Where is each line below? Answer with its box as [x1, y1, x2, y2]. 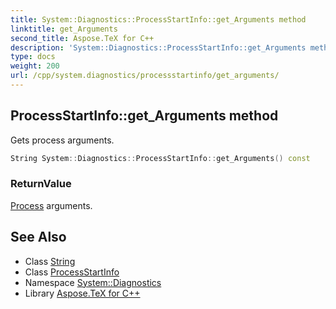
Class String [24, 255, 76, 267]
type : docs [10, 52, 56, 62]
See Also [10, 229, 67, 246]
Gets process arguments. [10, 134, 115, 146]
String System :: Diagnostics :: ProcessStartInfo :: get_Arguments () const [10, 153, 311, 163]
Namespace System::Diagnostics [24, 276, 162, 288]
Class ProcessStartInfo [24, 266, 120, 278]
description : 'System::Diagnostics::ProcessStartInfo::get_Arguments [10, 42, 307, 53]
